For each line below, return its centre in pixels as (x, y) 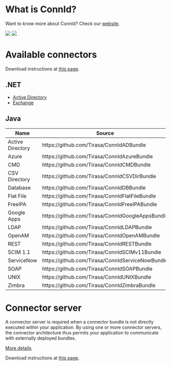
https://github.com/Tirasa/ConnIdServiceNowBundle (105, 260)
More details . (19, 348)
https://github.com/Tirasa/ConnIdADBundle (94, 145)
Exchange (23, 103)
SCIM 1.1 (19, 252)
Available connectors (51, 55)
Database (19, 187)
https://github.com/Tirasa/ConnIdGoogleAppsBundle (105, 215)
